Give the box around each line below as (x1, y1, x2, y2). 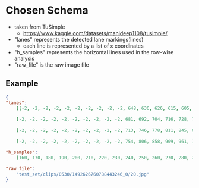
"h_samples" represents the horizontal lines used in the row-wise (14, 48, 174, 55)
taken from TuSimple (14, 23, 65, 30)
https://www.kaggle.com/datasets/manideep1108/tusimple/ (23, 29, 168, 36)
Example (5, 79, 39, 89)
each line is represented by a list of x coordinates (23, 42, 144, 49)
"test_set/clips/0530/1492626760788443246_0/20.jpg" (16, 171, 150, 177)
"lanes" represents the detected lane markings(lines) (14, 36, 144, 43)
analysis (14, 55, 35, 62)
